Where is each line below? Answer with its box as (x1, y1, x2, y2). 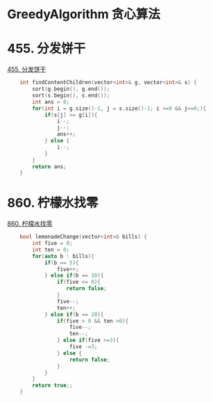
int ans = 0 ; (32, 98, 70, 105)
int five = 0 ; (32, 240, 73, 247)
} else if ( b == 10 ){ (44, 272, 104, 279)
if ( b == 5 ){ (44, 259, 79, 266)
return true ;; (32, 382, 73, 389)
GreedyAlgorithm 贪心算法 (7, 6, 161, 22)
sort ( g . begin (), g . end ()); (32, 86, 110, 93)
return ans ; (32, 163, 67, 170)
